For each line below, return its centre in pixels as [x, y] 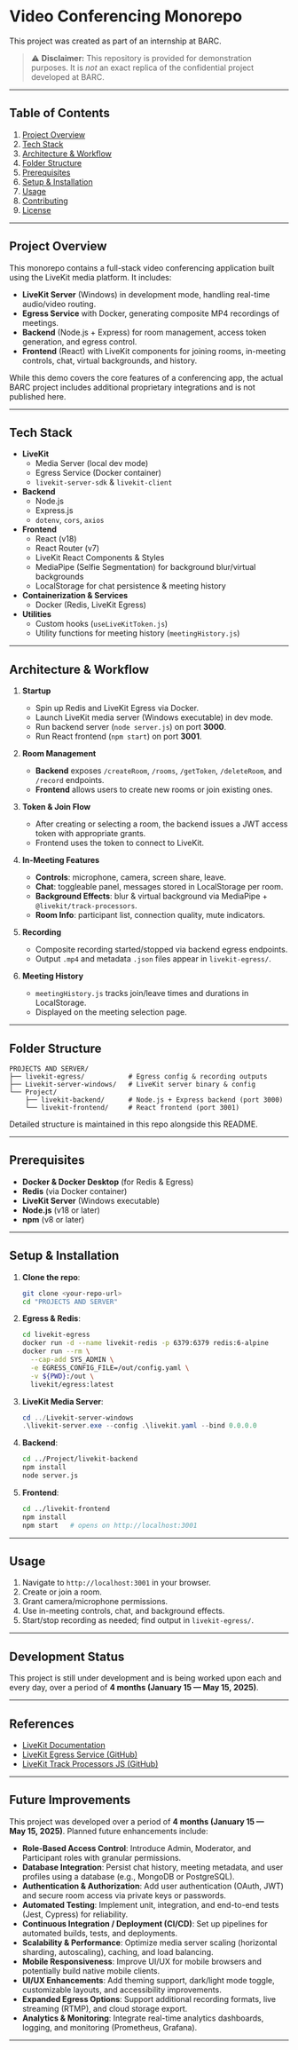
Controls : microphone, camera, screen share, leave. [130, 877]
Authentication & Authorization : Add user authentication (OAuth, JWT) [153, 1886]
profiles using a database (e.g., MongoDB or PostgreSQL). [128, 1876]
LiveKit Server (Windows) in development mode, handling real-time [146, 294]
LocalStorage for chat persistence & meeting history [130, 586]
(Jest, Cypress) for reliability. [75, 1914]
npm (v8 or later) [53, 1219]
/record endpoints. [70, 780]
